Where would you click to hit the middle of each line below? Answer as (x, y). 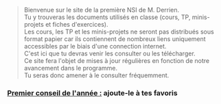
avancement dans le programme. (71, 68)
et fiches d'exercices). (77, 24)
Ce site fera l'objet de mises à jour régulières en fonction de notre (117, 61)
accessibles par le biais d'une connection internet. (95, 46)
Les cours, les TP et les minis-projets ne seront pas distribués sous (119, 31)
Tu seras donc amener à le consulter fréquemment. (96, 75)
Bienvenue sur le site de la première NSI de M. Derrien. (102, 10)
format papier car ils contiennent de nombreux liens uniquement (115, 39)
